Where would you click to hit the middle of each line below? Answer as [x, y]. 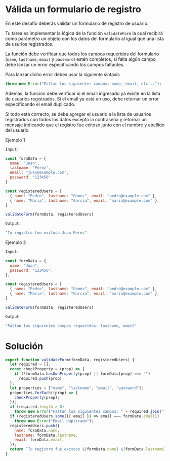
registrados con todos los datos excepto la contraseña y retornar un [76, 119]
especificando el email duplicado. [40, 104]
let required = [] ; [30, 364]
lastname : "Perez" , [30, 168]
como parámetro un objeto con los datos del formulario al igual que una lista [85, 39]
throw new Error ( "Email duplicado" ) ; [54, 421]
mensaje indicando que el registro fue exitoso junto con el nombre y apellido [85, 125]
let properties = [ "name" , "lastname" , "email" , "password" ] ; [77, 388]
